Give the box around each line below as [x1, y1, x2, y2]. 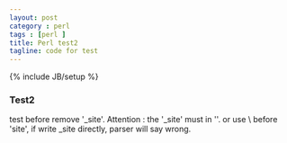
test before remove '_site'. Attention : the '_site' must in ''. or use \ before [9, 114, 278, 125]
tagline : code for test [9, 47, 99, 56]
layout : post [9, 13, 58, 22]
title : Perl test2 [9, 38, 78, 48]
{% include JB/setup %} [9, 71, 99, 82]
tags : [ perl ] [9, 30, 67, 39]
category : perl [9, 22, 70, 31]
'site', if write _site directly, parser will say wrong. [9, 123, 192, 135]
